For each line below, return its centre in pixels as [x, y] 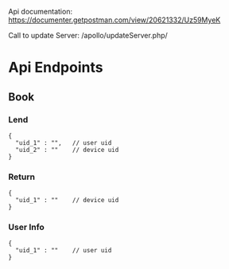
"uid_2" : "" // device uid [67, 150]
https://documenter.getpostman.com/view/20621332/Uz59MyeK [114, 20]
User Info [27, 228]
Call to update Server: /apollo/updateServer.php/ [88, 35]
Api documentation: [41, 12]
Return [22, 177]
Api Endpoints [56, 68]
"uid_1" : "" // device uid [67, 201]
